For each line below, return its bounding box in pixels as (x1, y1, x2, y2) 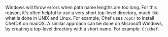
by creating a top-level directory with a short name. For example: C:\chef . (5, 26, 159, 32)
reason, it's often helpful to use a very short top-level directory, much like (5, 10, 159, 16)
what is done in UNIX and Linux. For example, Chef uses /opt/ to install (5, 15, 154, 21)
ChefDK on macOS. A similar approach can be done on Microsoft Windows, (5, 20, 163, 26)
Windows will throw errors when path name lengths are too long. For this (5, 5, 157, 10)
